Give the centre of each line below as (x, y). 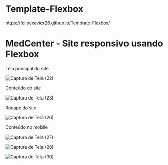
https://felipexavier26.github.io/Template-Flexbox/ (58, 23)
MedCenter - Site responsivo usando (84, 43)
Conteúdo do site (23, 88)
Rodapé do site (21, 108)
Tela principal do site (27, 68)
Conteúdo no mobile (27, 127)
